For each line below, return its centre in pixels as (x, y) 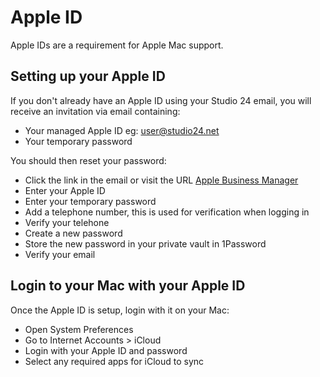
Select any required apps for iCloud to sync (114, 361)
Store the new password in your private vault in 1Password (145, 243)
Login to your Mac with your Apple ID (128, 286)
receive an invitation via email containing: (95, 111)
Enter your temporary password (90, 201)
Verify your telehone (67, 222)
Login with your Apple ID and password (106, 350)
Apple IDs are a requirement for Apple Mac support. (117, 45)
